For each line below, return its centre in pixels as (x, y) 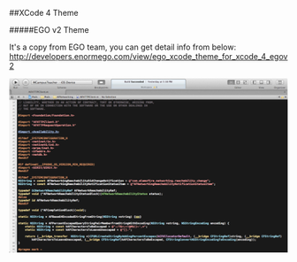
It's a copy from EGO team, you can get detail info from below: (123, 47)
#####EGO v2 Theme (49, 30)
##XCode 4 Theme (44, 13)
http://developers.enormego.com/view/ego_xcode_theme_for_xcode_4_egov (148, 56)
